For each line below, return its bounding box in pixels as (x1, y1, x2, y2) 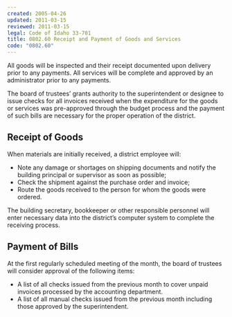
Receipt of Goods (7, 132, 84, 143)
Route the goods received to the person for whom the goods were (17, 185, 206, 194)
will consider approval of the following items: (7, 266, 135, 275)
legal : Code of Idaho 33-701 (7, 29, 91, 37)
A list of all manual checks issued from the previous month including (17, 295, 213, 303)
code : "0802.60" (7, 42, 54, 49)
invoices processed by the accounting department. (17, 287, 163, 296)
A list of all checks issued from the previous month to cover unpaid (17, 280, 208, 288)
